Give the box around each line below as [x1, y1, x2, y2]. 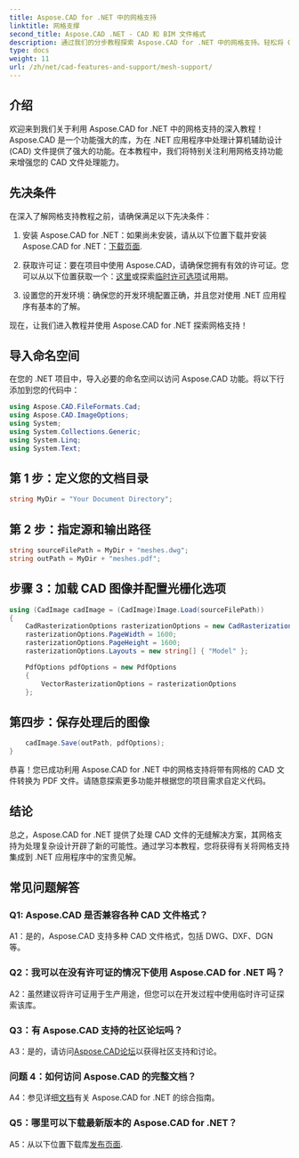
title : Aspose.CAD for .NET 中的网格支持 [9, 12, 158, 22]
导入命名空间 [9, 348, 80, 363]
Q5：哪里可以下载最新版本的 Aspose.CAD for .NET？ [9, 1117, 238, 1129]
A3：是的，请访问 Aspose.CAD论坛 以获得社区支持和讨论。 [9, 1046, 222, 1056]
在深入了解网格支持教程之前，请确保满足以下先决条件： [9, 210, 212, 221]
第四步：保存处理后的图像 [9, 714, 149, 730]
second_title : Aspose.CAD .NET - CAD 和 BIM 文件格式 [9, 29, 206, 38]
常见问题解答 [9, 880, 80, 895]
